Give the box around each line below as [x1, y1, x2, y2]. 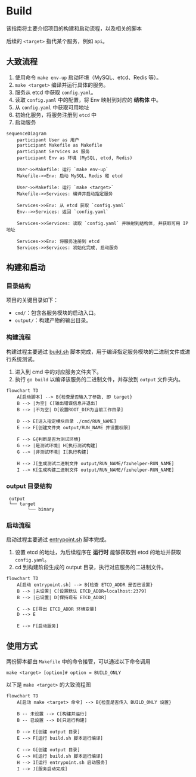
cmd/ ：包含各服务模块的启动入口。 [14, 309, 99, 317]
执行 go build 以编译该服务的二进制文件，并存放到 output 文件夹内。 [14, 375, 183, 383]
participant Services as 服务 [17, 148, 91, 154]
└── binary [27, 506, 55, 512]
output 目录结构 [6, 482, 52, 490]
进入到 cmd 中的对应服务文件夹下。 [14, 368, 102, 375]
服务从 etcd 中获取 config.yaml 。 [14, 89, 97, 96]
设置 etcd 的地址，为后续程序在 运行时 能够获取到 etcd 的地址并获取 [14, 549, 182, 556]
